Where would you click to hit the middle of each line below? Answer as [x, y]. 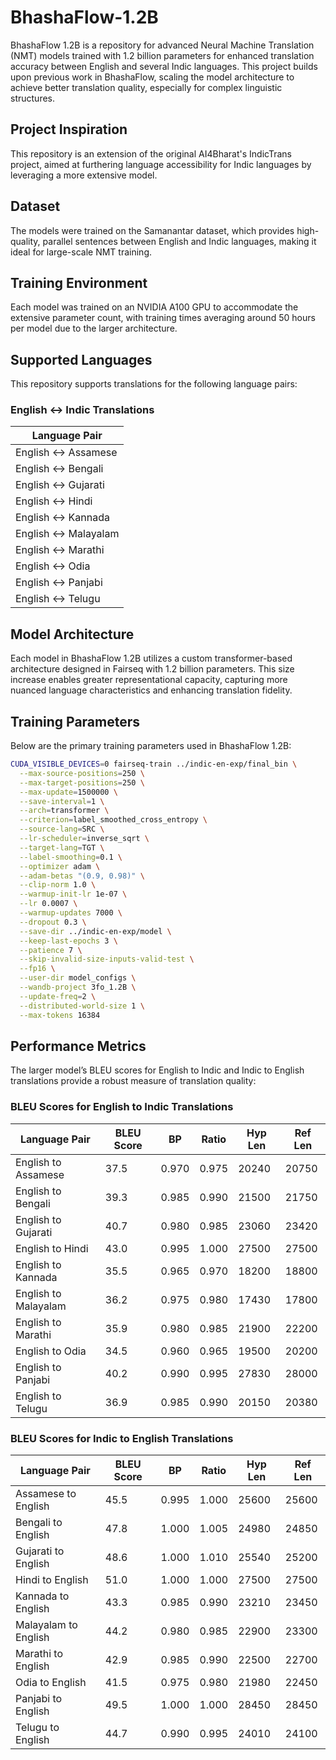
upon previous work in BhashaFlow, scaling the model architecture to [152, 77]
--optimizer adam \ [60, 866]
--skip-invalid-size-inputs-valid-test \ [107, 959]
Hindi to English [52, 1580]
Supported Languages [81, 359]
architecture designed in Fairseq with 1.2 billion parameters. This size [152, 669]
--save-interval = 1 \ [62, 801]
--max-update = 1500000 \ [68, 792]
